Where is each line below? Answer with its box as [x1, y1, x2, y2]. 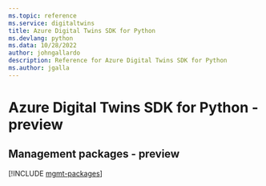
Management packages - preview [8, 148, 180, 161]
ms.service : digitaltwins [8, 19, 95, 27]
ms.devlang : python [8, 34, 74, 42]
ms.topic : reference [8, 11, 78, 20]
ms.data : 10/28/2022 [8, 42, 78, 50]
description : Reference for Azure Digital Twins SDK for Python [8, 57, 228, 65]
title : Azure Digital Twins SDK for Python [8, 26, 156, 34]
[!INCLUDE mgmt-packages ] [8, 168, 103, 178]
